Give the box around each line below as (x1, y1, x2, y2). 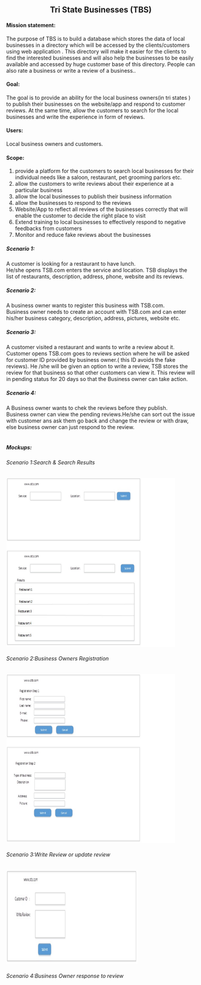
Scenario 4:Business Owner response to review (6, 972, 124, 979)
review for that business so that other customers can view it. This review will (6, 369, 195, 376)
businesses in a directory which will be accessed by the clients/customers (6, 41, 190, 49)
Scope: (6, 154, 25, 161)
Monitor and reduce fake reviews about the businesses (14, 231, 151, 239)
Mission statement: (6, 21, 56, 29)
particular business (14, 186, 63, 194)
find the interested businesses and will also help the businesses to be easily (6, 54, 194, 61)
